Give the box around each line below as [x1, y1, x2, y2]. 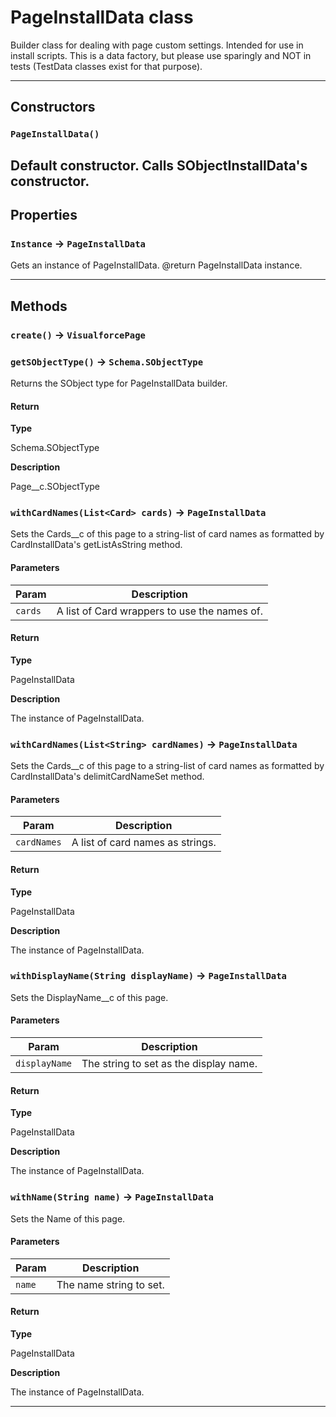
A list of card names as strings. [71, 836, 217, 850]
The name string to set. [56, 1277, 165, 1291]
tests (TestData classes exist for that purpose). [10, 60, 203, 72]
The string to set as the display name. [81, 1057, 258, 1071]
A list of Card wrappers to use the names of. [56, 604, 263, 618]
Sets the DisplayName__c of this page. [10, 991, 169, 1003]
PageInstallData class [10, 6, 194, 29]
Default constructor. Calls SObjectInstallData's [10, 157, 308, 174]
